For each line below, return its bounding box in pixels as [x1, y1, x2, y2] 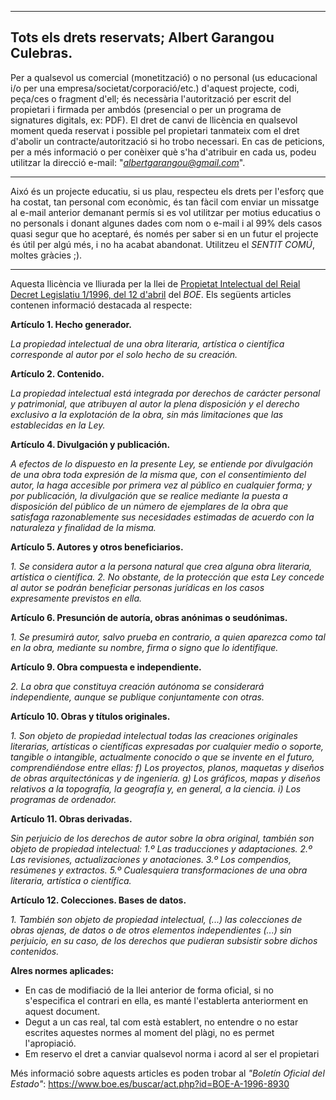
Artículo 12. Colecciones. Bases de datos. [10, 894, 187, 906]
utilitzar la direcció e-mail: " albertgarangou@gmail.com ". [10, 156, 246, 168]
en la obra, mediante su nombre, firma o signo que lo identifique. [10, 641, 279, 653]
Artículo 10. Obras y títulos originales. [10, 710, 171, 722]
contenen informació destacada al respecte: [10, 299, 193, 311]
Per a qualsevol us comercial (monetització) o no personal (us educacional [10, 71, 318, 83]
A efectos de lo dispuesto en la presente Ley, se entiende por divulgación [10, 457, 314, 470]
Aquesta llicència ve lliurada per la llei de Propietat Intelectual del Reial [10, 277, 301, 290]
